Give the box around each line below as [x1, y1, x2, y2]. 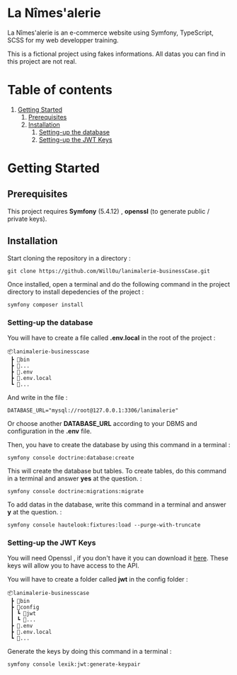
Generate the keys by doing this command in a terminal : [7, 647, 172, 656]
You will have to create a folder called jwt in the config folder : [7, 575, 189, 584]
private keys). [7, 214, 47, 223]
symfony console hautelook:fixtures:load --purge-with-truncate [7, 521, 201, 529]
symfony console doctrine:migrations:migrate [7, 487, 144, 495]
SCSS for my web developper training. [7, 35, 119, 44]
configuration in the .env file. [7, 427, 92, 435]
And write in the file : [7, 393, 68, 401]
